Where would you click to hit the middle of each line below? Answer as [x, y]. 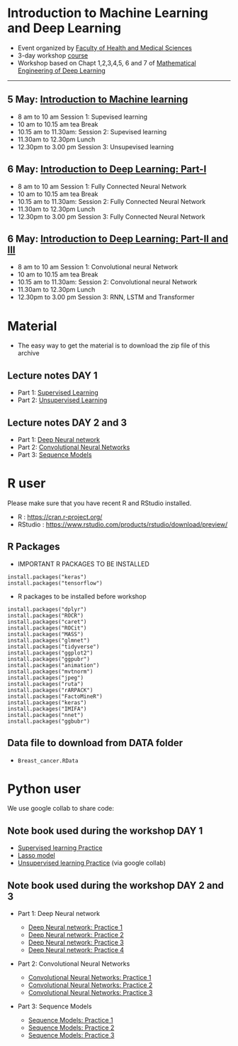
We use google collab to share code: [61, 809]
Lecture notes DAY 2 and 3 [67, 422]
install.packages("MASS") [45, 634]
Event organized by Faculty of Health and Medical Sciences [105, 48]
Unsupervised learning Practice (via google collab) [92, 863]
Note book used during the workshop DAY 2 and [116, 885]
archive [29, 353]
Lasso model [36, 856]
